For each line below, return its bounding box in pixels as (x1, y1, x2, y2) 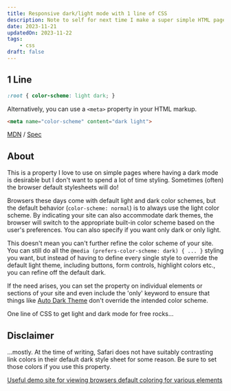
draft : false (7, 49, 45, 56)
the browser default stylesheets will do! (7, 183, 119, 191)
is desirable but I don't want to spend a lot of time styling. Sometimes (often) (7, 176, 224, 184)
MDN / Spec (7, 130, 42, 138)
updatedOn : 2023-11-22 (7, 29, 72, 36)
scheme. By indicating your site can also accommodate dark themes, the (7, 211, 214, 220)
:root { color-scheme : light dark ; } (7, 92, 115, 99)
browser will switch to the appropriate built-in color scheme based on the (7, 218, 215, 227)
